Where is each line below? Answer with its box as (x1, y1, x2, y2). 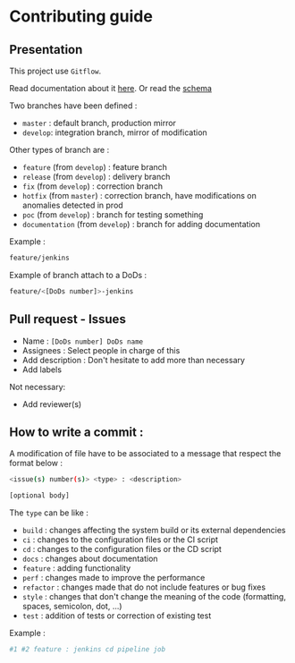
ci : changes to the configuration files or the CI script (21, 534, 219, 545)
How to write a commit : (9, 424, 144, 439)
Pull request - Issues (9, 311, 127, 327)
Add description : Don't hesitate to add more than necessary (21, 354, 246, 365)
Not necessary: (9, 381, 66, 392)
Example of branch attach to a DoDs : (9, 269, 147, 280)
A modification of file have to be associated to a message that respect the (9, 448, 282, 459)
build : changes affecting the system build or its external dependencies (21, 525, 286, 536)
